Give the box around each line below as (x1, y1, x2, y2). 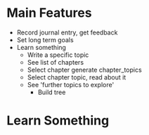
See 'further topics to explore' (27, 80, 115, 89)
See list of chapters (27, 58, 84, 66)
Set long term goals (16, 35, 74, 44)
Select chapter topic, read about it (27, 72, 127, 82)
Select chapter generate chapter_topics (27, 65, 142, 74)
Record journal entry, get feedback (16, 28, 118, 37)
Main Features (6, 5, 92, 21)
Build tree (37, 88, 66, 96)
